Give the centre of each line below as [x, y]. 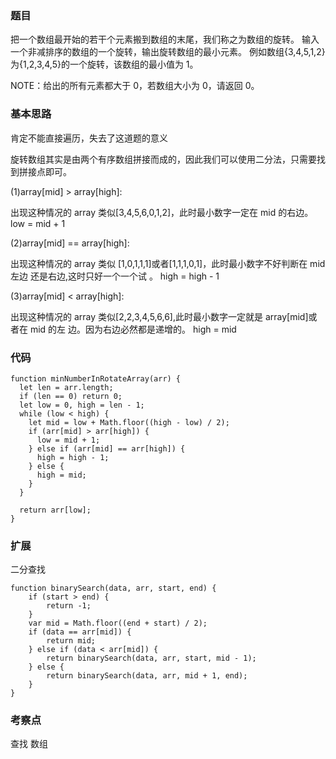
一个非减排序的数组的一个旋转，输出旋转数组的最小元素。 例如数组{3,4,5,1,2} [168, 52]
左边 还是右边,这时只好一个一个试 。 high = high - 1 [115, 276]
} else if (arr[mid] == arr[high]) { [107, 448]
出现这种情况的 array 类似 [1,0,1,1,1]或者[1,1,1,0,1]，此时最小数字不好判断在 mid [168, 263]
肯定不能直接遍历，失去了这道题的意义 [89, 138]
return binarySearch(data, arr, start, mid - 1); [151, 658]
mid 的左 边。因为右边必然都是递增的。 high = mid [133, 329]
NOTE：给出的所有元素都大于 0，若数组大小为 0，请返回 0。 [135, 86]
